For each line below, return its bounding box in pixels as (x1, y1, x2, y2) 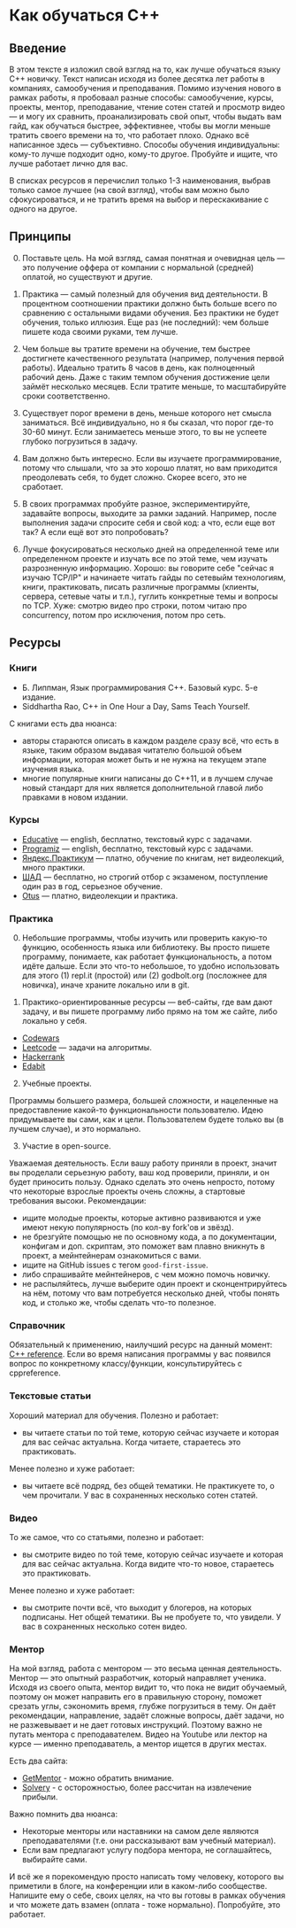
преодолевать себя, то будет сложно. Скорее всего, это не (21, 471, 247, 483)
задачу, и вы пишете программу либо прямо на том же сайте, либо (21, 1006, 278, 1017)
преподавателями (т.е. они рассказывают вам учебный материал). (21, 1835, 277, 1847)
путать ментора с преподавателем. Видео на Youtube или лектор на (9, 1729, 268, 1740)
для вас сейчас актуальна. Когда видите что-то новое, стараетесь (21, 1558, 275, 1568)
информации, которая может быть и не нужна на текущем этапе (21, 754, 267, 764)
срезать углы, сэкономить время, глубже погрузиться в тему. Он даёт (9, 1701, 277, 1712)
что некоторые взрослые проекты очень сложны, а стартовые (9, 1186, 246, 1196)
